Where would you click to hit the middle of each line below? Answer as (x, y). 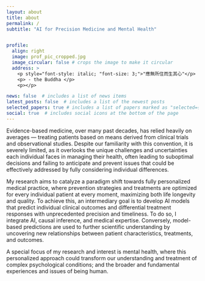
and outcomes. (25, 239)
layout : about (24, 12)
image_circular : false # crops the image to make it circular (92, 62)
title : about (23, 18)
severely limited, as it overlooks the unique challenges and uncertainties (97, 150)
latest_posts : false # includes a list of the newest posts (86, 102)
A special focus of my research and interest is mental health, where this (96, 252)
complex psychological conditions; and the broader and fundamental (93, 265)
